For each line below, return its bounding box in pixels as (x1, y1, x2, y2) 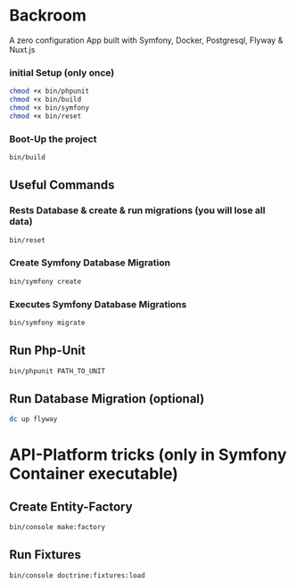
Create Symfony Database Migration (9, 257, 171, 269)
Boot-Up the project (9, 133, 97, 145)
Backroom (9, 5, 87, 26)
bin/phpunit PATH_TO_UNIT (9, 366, 105, 375)
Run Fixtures (9, 547, 82, 562)
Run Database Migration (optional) (9, 391, 205, 406)
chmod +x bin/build (9, 95, 82, 104)
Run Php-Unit (9, 343, 86, 358)
